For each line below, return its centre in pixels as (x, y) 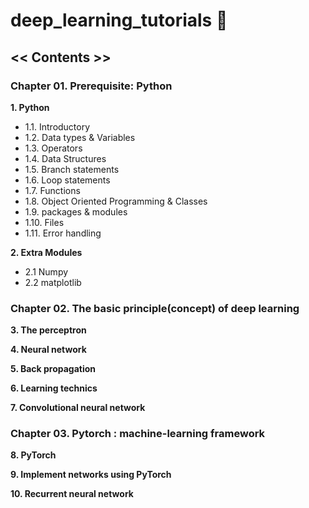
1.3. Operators (53, 148)
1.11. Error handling (63, 233)
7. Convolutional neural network (78, 408)
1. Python (30, 107)
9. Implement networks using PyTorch (91, 475)
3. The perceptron (48, 330)
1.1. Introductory (57, 126)
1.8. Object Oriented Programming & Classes (116, 201)
